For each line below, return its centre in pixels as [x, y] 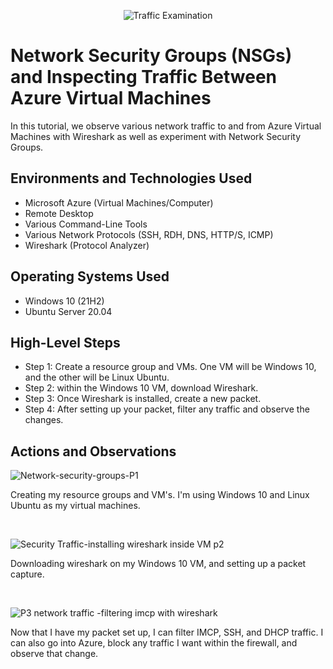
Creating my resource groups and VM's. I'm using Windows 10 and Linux [160, 495]
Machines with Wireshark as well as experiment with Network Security [156, 136]
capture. [27, 574]
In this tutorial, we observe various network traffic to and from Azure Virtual [166, 126]
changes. [44, 420]
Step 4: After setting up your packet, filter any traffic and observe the [167, 409]
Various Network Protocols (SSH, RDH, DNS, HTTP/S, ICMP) [149, 234]
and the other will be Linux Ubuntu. [97, 377]
